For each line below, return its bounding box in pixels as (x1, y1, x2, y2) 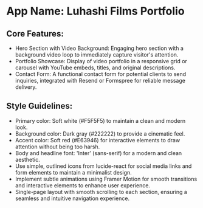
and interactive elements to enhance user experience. (15, 181, 151, 189)
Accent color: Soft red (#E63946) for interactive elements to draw (15, 136, 181, 144)
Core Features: (6, 29, 64, 39)
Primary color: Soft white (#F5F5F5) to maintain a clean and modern (15, 117, 186, 124)
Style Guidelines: (6, 101, 73, 111)
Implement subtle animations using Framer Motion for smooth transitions (15, 175, 198, 182)
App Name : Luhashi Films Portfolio (6, 4, 185, 18)
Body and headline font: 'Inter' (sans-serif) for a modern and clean (15, 149, 182, 156)
